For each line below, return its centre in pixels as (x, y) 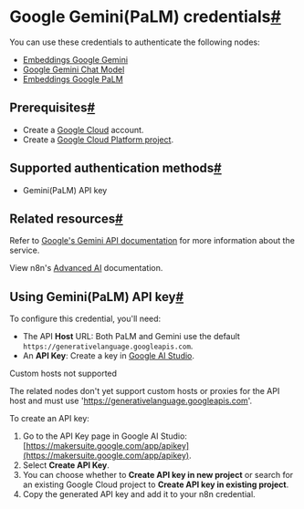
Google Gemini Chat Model (73, 69)
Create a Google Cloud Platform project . (98, 140)
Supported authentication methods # (115, 168)
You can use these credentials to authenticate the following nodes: (135, 42)
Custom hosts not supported (63, 374)
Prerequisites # (52, 108)
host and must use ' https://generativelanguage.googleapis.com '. (131, 401)
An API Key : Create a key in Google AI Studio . (108, 356)
